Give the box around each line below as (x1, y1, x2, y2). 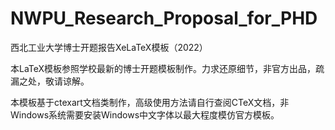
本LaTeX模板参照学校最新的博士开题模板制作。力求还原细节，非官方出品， (10, 62, 317, 74)
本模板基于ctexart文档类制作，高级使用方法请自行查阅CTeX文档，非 (10, 96, 290, 108)
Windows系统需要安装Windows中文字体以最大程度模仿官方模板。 (10, 108, 280, 121)
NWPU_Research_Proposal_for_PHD (10, 7, 318, 30)
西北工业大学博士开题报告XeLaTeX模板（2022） (10, 41, 208, 53)
